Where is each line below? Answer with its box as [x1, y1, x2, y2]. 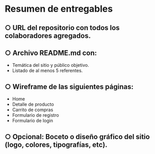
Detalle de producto [12, 101, 54, 108]
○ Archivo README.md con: [5, 48, 97, 57]
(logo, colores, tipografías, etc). [5, 140, 108, 149]
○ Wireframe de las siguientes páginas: [5, 82, 134, 91]
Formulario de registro [12, 112, 59, 118]
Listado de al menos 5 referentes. [12, 67, 83, 74]
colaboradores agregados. [5, 31, 91, 40]
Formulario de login [12, 118, 54, 124]
